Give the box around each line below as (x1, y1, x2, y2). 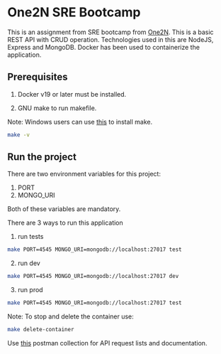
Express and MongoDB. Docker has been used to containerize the (7, 43, 200, 51)
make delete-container (7, 326, 74, 333)
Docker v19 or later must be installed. (17, 90, 127, 98)
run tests (17, 232, 44, 241)
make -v (7, 131, 30, 139)
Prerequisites (7, 71, 68, 83)
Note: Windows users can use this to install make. (7, 117, 153, 126)
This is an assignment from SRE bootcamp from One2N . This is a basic (7, 28, 214, 36)
